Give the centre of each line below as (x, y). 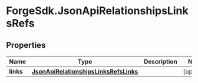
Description (161, 62)
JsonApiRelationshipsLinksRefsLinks (85, 72)
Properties (26, 45)
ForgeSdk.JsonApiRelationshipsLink (97, 11)
